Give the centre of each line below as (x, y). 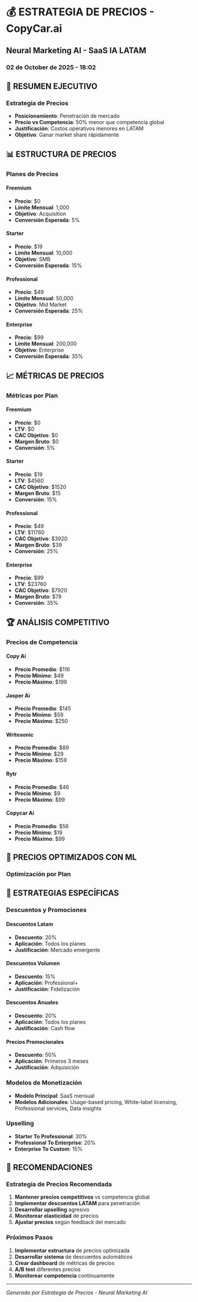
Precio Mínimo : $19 (39, 832)
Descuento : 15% (35, 976)
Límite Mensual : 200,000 (46, 344)
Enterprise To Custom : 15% (49, 1149)
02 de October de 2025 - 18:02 (51, 67)
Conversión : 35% (37, 603)
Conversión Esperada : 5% (47, 220)
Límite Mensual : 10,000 (43, 253)
